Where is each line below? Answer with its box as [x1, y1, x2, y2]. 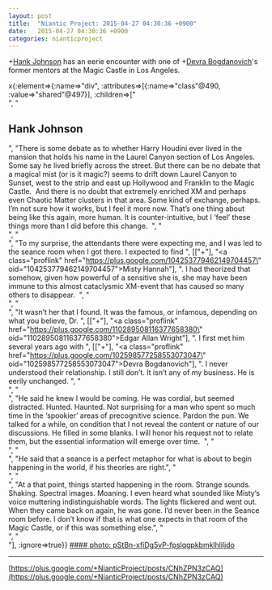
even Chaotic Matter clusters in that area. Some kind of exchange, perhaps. [8, 196, 261, 205]
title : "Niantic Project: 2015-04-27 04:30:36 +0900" [8, 19, 198, 28]
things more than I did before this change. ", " [8, 221, 162, 231]
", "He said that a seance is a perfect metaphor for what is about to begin [8, 454, 253, 463]
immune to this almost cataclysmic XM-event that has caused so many [8, 282, 244, 291]
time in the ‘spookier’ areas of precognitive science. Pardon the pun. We [8, 411, 249, 420]
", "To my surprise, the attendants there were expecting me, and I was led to [8, 239, 262, 248]
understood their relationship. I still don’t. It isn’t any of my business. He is [8, 368, 255, 377]
